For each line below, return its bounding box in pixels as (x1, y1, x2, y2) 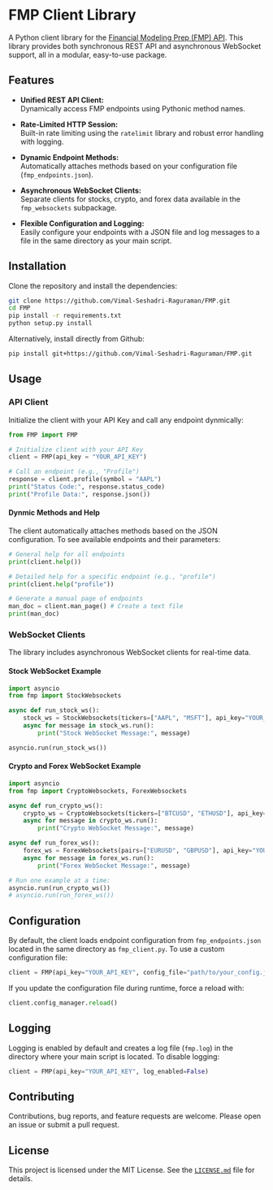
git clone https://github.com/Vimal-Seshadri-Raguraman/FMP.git (8, 297, 231, 305)
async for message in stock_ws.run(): (23, 722, 154, 730)
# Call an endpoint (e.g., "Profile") (8, 467, 140, 476)
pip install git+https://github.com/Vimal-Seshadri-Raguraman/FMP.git (8, 350, 253, 358)
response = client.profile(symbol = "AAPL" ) (8, 476, 162, 484)
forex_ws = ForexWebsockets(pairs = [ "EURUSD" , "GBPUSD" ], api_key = (23, 847, 253, 855)
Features (8, 73, 54, 87)
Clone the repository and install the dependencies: (8, 280, 178, 290)
